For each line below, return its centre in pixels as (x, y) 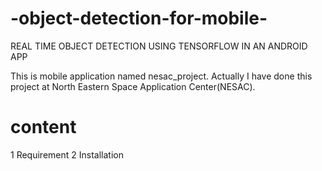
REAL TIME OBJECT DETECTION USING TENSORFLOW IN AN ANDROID (159, 46)
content (43, 127)
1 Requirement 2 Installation (67, 154)
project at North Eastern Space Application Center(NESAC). (133, 86)
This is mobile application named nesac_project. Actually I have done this (161, 76)
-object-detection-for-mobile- (139, 18)
